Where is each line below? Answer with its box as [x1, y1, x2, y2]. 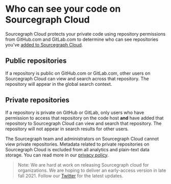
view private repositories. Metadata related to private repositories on [5, 141, 150, 147]
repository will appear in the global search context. [5, 81, 112, 87]
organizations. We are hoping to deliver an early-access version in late [17, 167, 166, 173]
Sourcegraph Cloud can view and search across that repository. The [5, 75, 149, 82]
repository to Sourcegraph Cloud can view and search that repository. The [5, 120, 162, 126]
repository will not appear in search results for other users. [5, 126, 129, 132]
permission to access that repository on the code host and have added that [5, 114, 164, 121]
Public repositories [5, 57, 67, 65]
